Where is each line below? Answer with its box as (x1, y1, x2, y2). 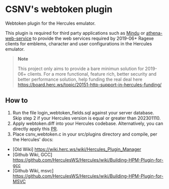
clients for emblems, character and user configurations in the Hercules (5, 40, 152, 46)
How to (5, 96, 28, 105)
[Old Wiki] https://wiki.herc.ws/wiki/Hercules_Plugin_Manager (12, 146, 141, 152)
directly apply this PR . (12, 125, 58, 132)
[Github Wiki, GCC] (12, 151, 52, 157)
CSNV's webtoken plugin (5, 4, 112, 15)
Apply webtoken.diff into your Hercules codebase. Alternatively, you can (12, 120, 163, 127)
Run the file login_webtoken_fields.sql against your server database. (12, 109, 154, 115)
